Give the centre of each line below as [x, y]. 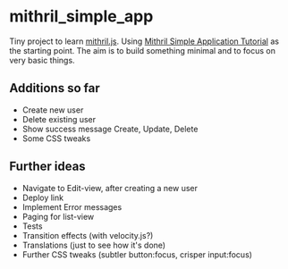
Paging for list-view [58, 216]
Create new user [53, 110]
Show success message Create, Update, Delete [110, 129]
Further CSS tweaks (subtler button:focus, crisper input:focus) [137, 254]
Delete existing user [59, 119]
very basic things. [42, 60]
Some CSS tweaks [56, 138]
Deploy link [43, 198]
